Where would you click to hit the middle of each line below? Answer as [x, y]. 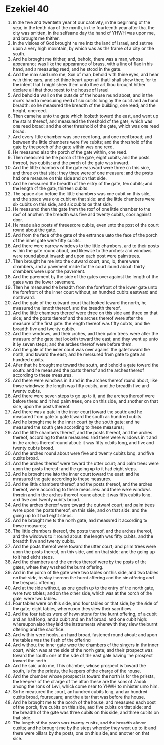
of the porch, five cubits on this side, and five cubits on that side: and [82, 707]
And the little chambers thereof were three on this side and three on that [85, 313]
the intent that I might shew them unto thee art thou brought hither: [80, 84]
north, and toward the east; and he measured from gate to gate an [79, 354]
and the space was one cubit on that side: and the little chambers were [84, 199]
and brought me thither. [36, 38]
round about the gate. [34, 230]
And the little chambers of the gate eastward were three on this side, [81, 167]
